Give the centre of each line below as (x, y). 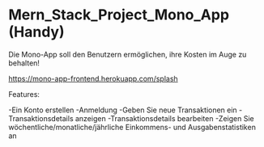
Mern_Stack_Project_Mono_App (119, 15)
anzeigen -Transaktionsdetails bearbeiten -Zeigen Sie (164, 118)
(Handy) (36, 32)
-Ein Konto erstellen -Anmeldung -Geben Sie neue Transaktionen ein (123, 110)
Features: (24, 94)
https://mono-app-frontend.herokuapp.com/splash (93, 78)
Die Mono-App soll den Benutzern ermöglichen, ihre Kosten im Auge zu (128, 54)
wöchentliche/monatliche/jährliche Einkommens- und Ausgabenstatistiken (132, 127)
